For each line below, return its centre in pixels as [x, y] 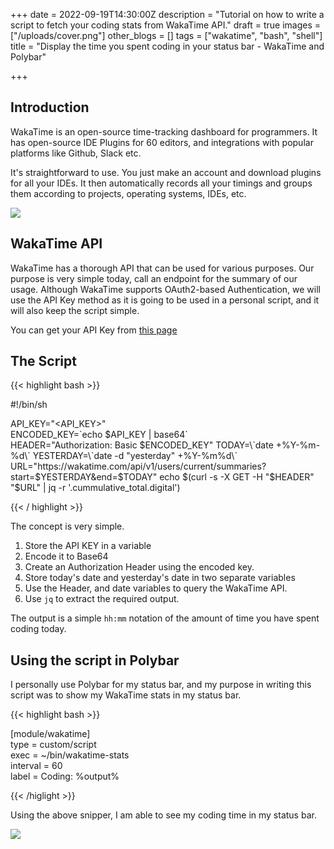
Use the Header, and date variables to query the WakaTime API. [156, 588]
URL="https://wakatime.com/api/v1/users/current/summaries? [138, 466]
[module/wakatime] [50, 734]
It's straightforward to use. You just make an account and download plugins [166, 172]
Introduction [50, 107]
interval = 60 [36, 766]
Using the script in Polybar [95, 660]
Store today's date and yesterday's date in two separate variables [160, 578]
